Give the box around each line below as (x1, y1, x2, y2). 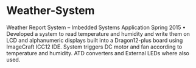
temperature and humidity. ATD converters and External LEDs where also (6, 49, 190, 56)
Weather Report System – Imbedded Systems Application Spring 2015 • (6, 24, 186, 31)
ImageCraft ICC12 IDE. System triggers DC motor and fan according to (6, 43, 183, 50)
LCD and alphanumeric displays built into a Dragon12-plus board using (6, 36, 183, 44)
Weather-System (6, 4, 95, 18)
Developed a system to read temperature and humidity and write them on (6, 30, 191, 37)
